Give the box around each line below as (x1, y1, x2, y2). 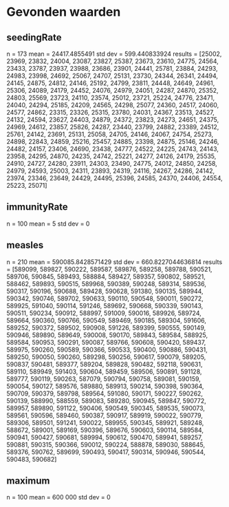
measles (6, 239, 44, 251)
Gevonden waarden (6, 4, 121, 20)
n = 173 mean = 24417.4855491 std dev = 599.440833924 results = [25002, (6, 50, 222, 58)
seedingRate (6, 32, 62, 43)
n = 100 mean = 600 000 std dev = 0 (6, 493, 111, 501)
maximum (6, 475, 50, 487)
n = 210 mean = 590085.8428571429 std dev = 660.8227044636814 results (6, 257, 223, 266)
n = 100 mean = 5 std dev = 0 (6, 219, 90, 228)
